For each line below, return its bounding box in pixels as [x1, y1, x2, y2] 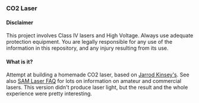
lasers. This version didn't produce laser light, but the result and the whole [6, 84, 188, 91]
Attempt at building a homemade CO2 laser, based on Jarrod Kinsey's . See [6, 71, 189, 78]
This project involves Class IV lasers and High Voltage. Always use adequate [6, 32, 194, 39]
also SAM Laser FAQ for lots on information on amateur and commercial [6, 78, 182, 85]
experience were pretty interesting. [6, 90, 92, 97]
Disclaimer [6, 19, 34, 26]
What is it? [6, 58, 33, 65]
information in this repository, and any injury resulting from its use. [6, 44, 169, 51]
